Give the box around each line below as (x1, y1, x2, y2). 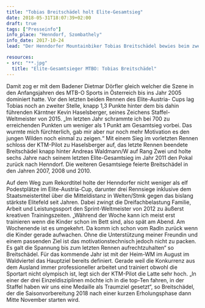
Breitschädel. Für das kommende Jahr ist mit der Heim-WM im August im (6, 250, 190, 258)
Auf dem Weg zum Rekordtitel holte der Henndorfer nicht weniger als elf (6, 179, 188, 186)
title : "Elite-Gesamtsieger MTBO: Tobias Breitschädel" (12, 66, 157, 72)
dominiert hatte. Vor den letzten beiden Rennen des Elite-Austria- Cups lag (6, 96, 194, 103)
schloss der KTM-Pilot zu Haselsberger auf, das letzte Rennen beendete (6, 141, 188, 148)
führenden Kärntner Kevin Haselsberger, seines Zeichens (6, 108, 151, 116)
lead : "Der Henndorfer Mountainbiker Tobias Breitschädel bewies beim (6, 43, 190, 50)
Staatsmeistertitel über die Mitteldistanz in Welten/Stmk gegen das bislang (6, 192, 193, 199)
